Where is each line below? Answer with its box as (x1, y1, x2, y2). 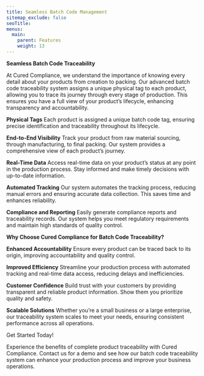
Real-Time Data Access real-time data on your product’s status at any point (6, 159, 196, 166)
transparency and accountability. (6, 104, 89, 111)
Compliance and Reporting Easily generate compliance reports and (6, 208, 177, 215)
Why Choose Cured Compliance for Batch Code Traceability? (6, 233, 164, 240)
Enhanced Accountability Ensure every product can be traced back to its (6, 245, 191, 252)
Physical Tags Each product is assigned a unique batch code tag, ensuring (6, 115, 195, 123)
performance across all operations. (6, 319, 94, 327)
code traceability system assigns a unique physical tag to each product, (6, 84, 187, 92)
